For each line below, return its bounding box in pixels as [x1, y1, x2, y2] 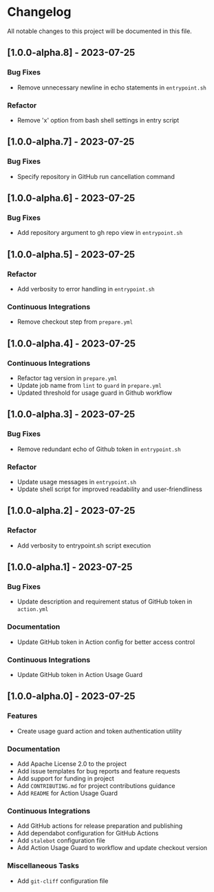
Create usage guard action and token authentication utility [17, 727, 182, 735]
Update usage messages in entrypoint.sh [17, 477, 136, 486]
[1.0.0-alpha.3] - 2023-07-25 [7, 408, 136, 420]
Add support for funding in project [17, 774, 115, 782]
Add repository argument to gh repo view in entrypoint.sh [17, 229, 183, 237]
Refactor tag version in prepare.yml [17, 373, 118, 382]
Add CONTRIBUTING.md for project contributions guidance [17, 781, 175, 789]
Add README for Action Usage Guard [17, 789, 118, 797]
